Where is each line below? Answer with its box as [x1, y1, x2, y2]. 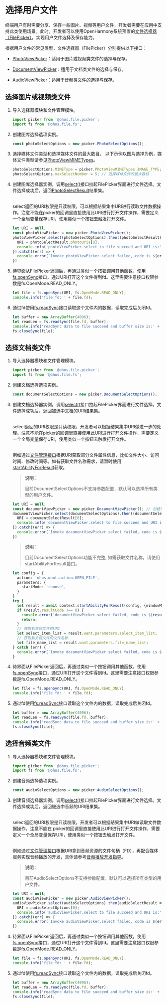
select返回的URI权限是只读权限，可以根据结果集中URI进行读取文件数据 [12, 203, 157, 209]
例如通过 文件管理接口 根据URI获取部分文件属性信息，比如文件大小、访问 [12, 452, 159, 458]
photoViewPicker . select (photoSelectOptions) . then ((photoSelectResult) [12, 235, 162, 240]
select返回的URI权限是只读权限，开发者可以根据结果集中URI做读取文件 [12, 820, 157, 826]
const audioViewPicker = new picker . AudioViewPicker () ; [12, 896, 131, 901]
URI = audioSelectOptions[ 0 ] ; [17, 905, 80, 910]
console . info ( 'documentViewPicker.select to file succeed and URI [17, 520, 158, 525]
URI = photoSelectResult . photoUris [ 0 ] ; [17, 240, 100, 245]
